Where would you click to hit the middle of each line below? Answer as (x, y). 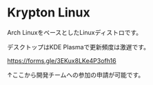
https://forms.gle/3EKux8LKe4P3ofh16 (62, 60)
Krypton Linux (49, 13)
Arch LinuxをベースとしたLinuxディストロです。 (75, 32)
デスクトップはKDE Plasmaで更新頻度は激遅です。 (79, 47)
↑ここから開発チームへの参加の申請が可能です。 (76, 75)
